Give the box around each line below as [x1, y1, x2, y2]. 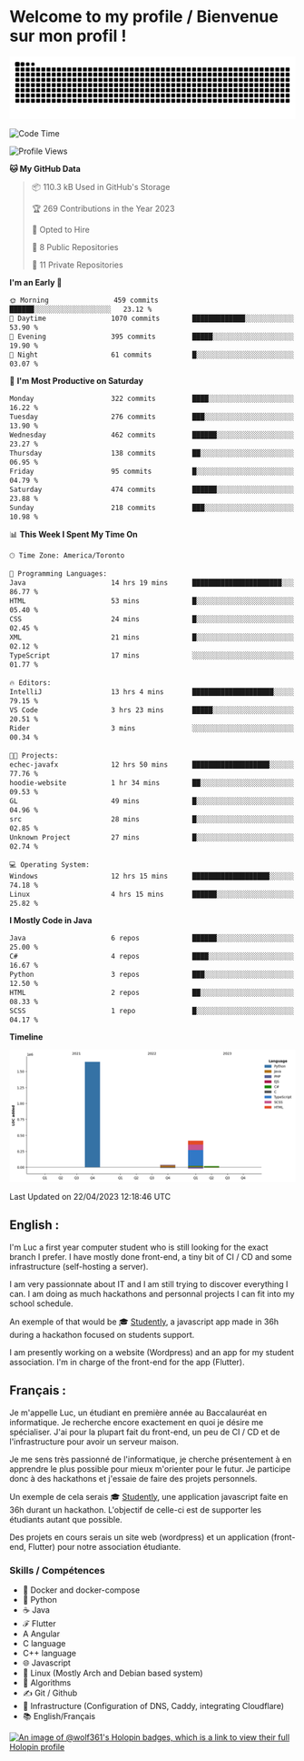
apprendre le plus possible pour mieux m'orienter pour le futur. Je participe [9, 1463, 291, 1474]
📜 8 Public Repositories [31, 241, 119, 252]
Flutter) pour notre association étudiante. [27, 1541, 181, 1552]
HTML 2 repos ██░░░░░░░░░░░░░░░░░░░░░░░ [9, 988, 295, 997]
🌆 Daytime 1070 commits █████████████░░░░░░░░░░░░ [9, 314, 295, 323]
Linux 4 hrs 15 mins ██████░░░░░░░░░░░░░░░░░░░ [9, 890, 295, 899]
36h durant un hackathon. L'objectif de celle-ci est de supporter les [9, 1504, 261, 1515]
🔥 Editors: [9, 678, 52, 688]
